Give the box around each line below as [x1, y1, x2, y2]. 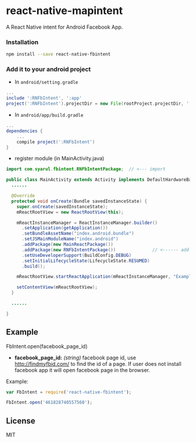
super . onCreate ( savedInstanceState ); [16, 204, 108, 210]
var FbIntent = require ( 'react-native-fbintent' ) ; [6, 389, 132, 395]
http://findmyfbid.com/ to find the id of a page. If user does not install [14, 360, 182, 367]
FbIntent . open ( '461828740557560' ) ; [6, 400, 93, 406]
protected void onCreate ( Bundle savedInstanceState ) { [11, 198, 148, 204]
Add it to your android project [6, 66, 91, 74]
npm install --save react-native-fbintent [6, 51, 111, 57]
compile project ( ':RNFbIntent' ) [16, 139, 95, 145]
